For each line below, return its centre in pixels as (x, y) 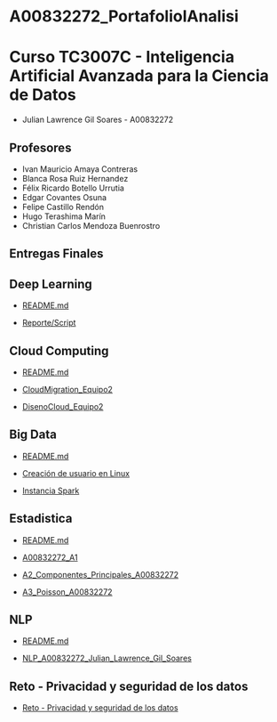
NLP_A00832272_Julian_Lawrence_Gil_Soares (107, 658)
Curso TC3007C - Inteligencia (122, 57)
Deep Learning (51, 284)
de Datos (43, 95)
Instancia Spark (51, 491)
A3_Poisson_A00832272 (67, 592)
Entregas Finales (56, 254)
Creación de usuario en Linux (76, 473)
